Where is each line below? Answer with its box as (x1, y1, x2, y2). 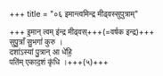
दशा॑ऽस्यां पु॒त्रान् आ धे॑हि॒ (9, 46, 73, 57)
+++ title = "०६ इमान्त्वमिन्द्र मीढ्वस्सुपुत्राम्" (9, 9, 139, 19)
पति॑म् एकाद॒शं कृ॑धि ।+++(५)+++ (9, 56, 109, 67)
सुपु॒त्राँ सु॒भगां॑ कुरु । (9, 37, 63, 46)
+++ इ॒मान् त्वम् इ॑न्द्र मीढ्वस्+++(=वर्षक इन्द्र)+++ (9, 27, 155, 37)
